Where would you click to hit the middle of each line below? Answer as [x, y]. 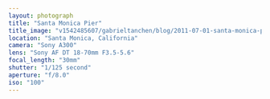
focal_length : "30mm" [45, 61]
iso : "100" [27, 82]
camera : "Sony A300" [43, 46]
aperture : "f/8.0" [39, 75]
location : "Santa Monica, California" [73, 38]
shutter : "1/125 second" [50, 68]
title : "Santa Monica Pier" [55, 23]
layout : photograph [41, 16]
